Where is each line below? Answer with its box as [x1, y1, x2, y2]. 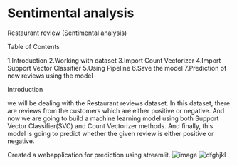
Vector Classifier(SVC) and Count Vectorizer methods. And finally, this [7, 121, 214, 130]
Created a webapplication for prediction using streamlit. [7, 150, 171, 159]
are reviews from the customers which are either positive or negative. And [7, 106, 225, 115]
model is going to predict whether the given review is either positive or [7, 129, 214, 138]
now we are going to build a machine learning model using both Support [7, 114, 219, 123]
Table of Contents [7, 42, 60, 51]
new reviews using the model [7, 71, 94, 80]
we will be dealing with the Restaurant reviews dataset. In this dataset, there [7, 98, 231, 108]
